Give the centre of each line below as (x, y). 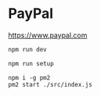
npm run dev (27, 49)
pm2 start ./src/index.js (50, 84)
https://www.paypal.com (48, 35)
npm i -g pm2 (29, 78)
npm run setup (31, 63)
